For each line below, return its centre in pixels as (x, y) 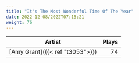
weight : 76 (19, 22)
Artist (53, 42)
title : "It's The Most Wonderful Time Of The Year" (70, 11)
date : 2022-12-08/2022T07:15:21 (45, 17)
